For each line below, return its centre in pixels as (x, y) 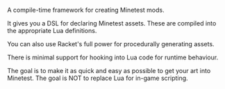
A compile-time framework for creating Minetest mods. (86, 10)
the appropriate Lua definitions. (52, 31)
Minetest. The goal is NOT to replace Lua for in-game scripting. (98, 78)
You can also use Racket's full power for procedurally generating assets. (111, 44)
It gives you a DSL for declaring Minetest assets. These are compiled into (112, 23)
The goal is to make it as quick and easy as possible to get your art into (109, 71)
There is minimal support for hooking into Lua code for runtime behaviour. (113, 57)
